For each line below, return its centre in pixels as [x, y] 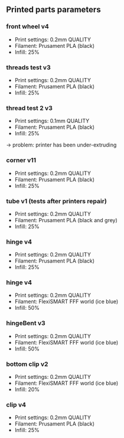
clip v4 [16, 404]
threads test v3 [29, 67]
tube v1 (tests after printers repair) [57, 201]
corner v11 [21, 160]
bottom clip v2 [27, 364]
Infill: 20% [27, 390]
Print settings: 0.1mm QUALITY [52, 121]
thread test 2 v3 [30, 108]
